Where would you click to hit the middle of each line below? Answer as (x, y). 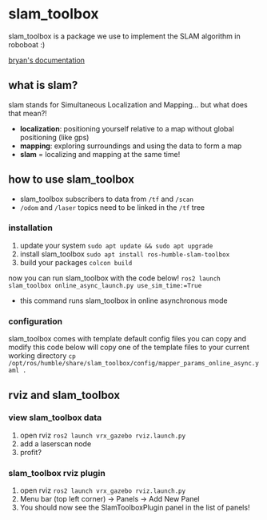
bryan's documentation (47, 60)
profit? (31, 452)
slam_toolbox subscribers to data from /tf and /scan (107, 199)
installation (31, 228)
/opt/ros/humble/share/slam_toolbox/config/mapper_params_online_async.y (134, 364)
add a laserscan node (56, 443)
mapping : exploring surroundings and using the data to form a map (131, 146)
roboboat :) (27, 44)
